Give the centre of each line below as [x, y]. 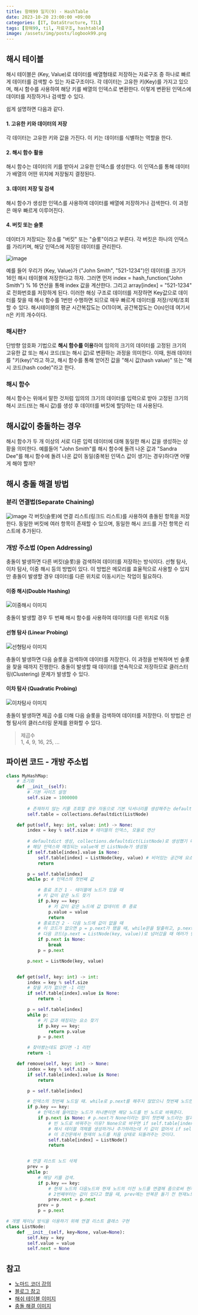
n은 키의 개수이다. [27, 315]
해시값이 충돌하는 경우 [44, 426]
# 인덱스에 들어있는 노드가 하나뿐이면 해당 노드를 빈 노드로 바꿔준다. [110, 1113]
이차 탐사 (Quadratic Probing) [42, 689]
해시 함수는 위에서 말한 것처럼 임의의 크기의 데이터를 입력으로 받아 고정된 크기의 [97, 398]
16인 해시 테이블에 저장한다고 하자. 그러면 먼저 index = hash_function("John [94, 277]
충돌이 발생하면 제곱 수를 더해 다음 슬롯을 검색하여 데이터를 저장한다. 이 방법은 [96, 715]
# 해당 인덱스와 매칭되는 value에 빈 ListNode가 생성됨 [87, 847]
